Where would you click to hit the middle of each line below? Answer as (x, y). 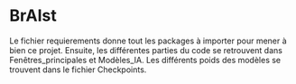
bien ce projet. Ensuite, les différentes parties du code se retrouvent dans (146, 50)
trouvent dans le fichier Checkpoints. (78, 70)
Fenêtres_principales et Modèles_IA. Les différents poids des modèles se (145, 60)
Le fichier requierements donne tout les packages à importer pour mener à (148, 41)
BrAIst (33, 16)
